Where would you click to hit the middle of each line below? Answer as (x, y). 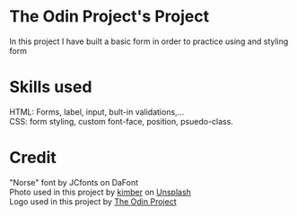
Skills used (51, 87)
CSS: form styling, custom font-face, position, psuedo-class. (121, 121)
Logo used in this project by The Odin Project (93, 201)
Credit (33, 158)
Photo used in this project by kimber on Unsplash (100, 192)
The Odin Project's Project (109, 17)
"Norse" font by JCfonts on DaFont (74, 182)
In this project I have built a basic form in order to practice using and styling (149, 41)
